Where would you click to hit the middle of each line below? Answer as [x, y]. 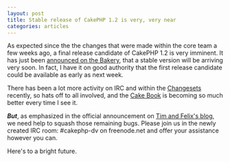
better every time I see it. [42, 103]
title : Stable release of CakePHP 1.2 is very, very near [92, 20]
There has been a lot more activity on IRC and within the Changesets [104, 88]
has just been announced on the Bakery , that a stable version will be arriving [115, 60]
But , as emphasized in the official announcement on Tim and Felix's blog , [111, 116]
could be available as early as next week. [65, 75]
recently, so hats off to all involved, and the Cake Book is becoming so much [115, 95]
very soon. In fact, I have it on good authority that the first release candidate [115, 68]
